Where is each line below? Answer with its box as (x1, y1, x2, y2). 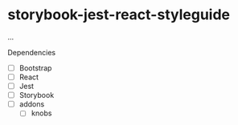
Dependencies (7, 47, 56, 57)
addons (18, 99, 45, 109)
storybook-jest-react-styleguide (7, 6, 231, 24)
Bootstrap (18, 62, 52, 73)
